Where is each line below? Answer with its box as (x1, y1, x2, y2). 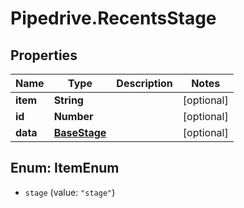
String (53, 93, 84, 107)
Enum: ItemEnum (10, 160, 120, 177)
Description (116, 77, 173, 90)
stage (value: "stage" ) (24, 186, 116, 198)
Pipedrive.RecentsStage (10, 7, 217, 30)
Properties (10, 47, 78, 64)
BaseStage (53, 126, 107, 139)
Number (53, 110, 94, 123)
